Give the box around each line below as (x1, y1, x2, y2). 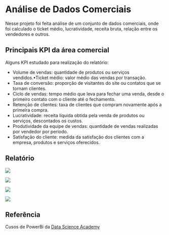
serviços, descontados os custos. (12, 118, 83, 124)
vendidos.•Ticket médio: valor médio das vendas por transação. (12, 75, 147, 81)
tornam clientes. (12, 85, 47, 91)
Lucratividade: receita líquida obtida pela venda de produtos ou (12, 112, 145, 118)
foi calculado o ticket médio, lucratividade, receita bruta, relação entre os (5, 25, 158, 31)
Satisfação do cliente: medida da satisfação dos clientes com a (12, 133, 144, 140)
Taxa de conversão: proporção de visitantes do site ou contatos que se (12, 80, 161, 86)
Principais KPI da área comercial (5, 46, 110, 54)
